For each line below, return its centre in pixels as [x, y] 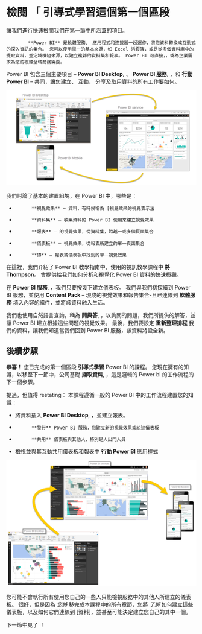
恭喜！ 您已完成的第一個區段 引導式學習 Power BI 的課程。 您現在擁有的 [95, 367]
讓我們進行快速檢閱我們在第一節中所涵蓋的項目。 [67, 30]
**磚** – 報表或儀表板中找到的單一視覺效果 [79, 255]
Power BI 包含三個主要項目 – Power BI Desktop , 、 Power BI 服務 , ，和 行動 [99, 74]
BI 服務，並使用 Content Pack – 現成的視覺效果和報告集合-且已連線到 [92, 295]
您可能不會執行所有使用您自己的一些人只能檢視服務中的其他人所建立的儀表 [99, 597]
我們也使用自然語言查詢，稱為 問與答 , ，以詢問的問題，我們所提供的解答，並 [101, 315]
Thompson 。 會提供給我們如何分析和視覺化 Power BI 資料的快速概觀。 [94, 274]
